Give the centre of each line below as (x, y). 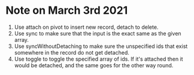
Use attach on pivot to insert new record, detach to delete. (86, 27)
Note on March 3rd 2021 (67, 10)
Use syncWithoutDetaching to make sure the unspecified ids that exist (101, 46)
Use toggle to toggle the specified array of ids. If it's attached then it (98, 59)
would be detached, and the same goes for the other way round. (94, 65)
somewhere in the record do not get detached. (72, 52)
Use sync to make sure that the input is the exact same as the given (98, 33)
